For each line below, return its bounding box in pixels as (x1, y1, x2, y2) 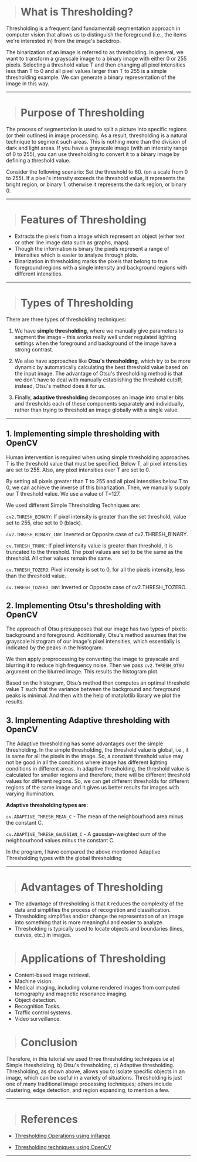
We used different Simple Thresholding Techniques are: (6, 502, 141, 509)
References (20, 1113, 78, 1126)
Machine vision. (14, 978, 53, 985)
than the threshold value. (6, 572, 66, 579)
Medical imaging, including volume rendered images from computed (14, 984, 180, 991)
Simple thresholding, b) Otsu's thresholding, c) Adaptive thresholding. (6, 1062, 175, 1068)
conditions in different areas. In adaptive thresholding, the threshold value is (6, 765, 190, 772)
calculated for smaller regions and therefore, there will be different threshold (6, 771, 191, 779)
